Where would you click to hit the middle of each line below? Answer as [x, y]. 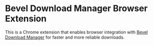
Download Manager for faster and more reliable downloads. [65, 37]
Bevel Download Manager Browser [76, 8]
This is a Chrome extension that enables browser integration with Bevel [76, 32]
